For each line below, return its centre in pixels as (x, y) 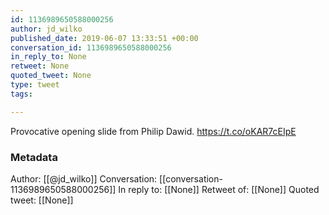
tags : (21, 94)
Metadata (34, 157)
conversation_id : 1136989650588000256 (91, 47)
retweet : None (40, 66)
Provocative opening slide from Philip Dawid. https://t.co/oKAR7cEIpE (153, 131)
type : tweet (35, 85)
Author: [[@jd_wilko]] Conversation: (84, 178)
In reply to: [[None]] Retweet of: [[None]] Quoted (219, 189)
